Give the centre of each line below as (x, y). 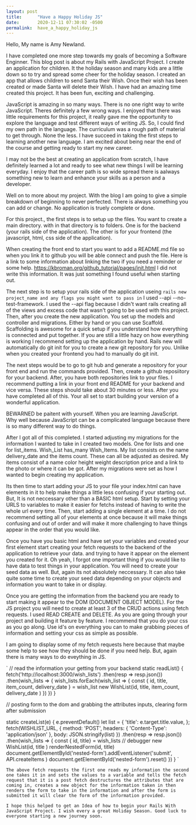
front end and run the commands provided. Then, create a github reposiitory (98, 372)
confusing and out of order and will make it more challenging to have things (97, 524)
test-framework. (26, 304)
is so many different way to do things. (51, 426)
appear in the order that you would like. (53, 530)
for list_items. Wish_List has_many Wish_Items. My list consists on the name (97, 450)
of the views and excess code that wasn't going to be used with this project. (98, 310)
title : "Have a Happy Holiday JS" (55, 17)
